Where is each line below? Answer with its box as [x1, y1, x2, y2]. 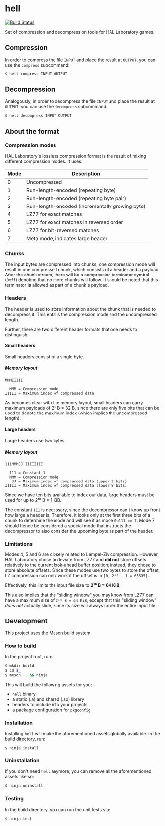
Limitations [5, 540, 33, 547]
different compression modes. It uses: [5, 158, 83, 164]
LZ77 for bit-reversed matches [26, 227, 99, 234]
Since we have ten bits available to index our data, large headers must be [5, 492, 155, 498]
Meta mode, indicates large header [26, 235, 108, 242]
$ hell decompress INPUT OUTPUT [5, 113, 72, 118]
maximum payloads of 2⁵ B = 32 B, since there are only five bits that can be [5, 405, 160, 411]
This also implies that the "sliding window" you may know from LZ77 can [5, 592, 154, 598]
